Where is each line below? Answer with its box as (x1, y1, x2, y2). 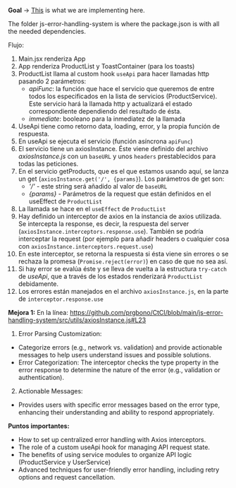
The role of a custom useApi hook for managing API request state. (18, 443, 211, 451)
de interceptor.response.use (18, 294, 104, 303)
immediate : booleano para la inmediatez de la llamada (28, 114, 186, 123)
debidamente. (18, 280, 59, 288)
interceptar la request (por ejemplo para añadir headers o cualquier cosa (18, 234, 230, 243)
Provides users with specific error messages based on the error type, (18, 400, 221, 409)
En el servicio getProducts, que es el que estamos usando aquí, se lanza (18, 167, 229, 175)
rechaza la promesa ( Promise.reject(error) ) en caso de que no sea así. (18, 257, 228, 266)
